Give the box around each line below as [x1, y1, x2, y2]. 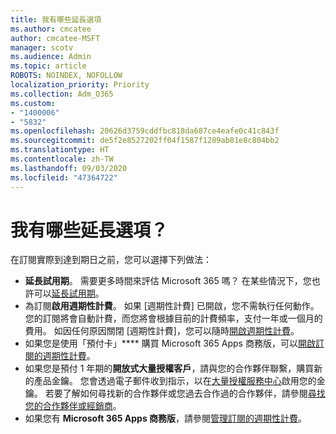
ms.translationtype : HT [10, 145, 110, 155]
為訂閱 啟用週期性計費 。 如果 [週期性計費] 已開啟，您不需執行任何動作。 [24, 300, 320, 312]
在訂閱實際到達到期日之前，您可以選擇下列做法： [10, 254, 212, 266]
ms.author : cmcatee [10, 24, 92, 34]
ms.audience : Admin [10, 52, 92, 62]
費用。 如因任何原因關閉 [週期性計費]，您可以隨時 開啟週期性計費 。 [24, 325, 300, 337]
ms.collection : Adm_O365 [10, 89, 114, 99]
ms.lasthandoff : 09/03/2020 [10, 163, 128, 173]
